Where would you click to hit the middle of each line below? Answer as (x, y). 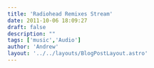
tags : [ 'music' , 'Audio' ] (44, 40)
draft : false (27, 27)
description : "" (31, 34)
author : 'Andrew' (33, 47)
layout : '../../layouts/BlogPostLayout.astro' (78, 54)
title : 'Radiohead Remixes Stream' (60, 14)
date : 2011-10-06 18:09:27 (47, 21)
